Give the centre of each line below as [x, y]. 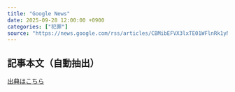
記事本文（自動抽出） [53, 63]
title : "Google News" [39, 14]
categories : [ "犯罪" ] [38, 26]
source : [19, 33]
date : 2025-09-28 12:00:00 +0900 [56, 20]
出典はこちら [26, 82]
